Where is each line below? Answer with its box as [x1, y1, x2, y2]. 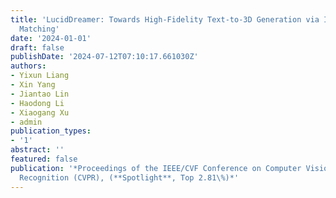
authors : [10, 61, 47, 71]
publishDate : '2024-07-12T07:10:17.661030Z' [10, 52, 199, 62]
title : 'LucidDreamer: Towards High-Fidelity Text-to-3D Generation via [10, 14, 320, 25]
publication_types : [10, 126, 92, 136]
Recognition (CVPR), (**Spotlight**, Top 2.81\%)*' [19, 172, 240, 183]
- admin [10, 117, 43, 127]
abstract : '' [10, 145, 65, 155]
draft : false [10, 42, 65, 53]
